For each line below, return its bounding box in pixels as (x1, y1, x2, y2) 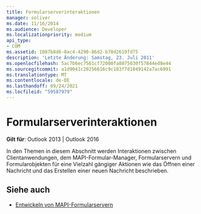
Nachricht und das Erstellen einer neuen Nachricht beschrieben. (6, 167, 169, 174)
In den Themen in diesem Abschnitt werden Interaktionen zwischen (6, 147, 176, 155)
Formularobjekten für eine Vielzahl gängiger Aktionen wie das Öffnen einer (6, 160, 195, 167)
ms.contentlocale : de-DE (6, 77, 70, 83)
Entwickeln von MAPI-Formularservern (15, 201, 113, 208)
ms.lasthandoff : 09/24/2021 (6, 83, 78, 90)
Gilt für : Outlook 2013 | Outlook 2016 (6, 136, 99, 143)
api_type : (6, 37, 32, 44)
